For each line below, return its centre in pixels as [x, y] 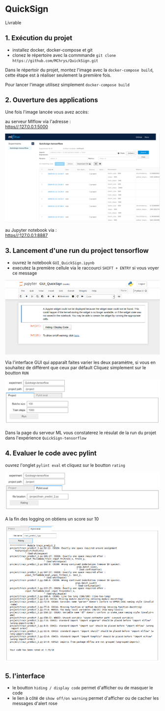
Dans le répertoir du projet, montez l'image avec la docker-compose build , [79, 70]
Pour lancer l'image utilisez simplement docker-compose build [68, 84]
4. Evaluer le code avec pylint [51, 453]
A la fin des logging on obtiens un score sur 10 [52, 519]
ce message [25, 273]
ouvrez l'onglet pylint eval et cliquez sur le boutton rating [65, 465]
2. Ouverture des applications [52, 100]
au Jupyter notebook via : [31, 230]
